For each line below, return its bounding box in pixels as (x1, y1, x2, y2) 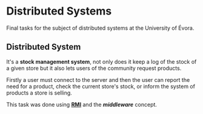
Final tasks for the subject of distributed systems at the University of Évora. (6, 24, 195, 32)
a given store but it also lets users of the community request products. (6, 64, 182, 72)
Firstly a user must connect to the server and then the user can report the (6, 76, 190, 83)
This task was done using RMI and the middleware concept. (6, 101, 158, 108)
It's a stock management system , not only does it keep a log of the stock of (6, 58, 197, 65)
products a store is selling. (6, 89, 73, 96)
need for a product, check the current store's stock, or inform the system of (6, 82, 196, 90)
